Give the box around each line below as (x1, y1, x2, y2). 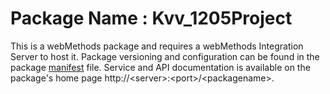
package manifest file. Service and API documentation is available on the (10, 61, 311, 73)
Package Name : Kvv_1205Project (10, 7, 293, 30)
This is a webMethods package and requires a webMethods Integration (10, 40, 304, 52)
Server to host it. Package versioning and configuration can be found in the (10, 50, 320, 62)
